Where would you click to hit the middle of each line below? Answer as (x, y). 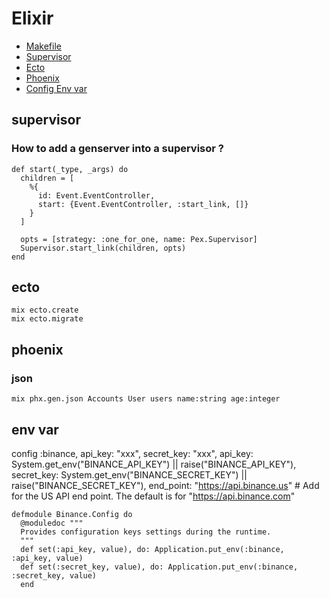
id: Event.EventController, (96, 195)
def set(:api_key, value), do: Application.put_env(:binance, (152, 549)
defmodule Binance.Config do (72, 514)
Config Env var (56, 88)
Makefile (43, 46)
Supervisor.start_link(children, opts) (103, 248)
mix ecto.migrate (47, 319)
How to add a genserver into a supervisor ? (117, 149)
